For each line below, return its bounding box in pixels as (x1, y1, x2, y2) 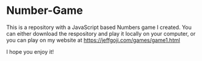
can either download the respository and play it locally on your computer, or (6, 30, 196, 37)
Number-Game (6, 4, 83, 18)
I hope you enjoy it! (6, 48, 54, 55)
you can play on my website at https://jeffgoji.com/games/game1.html (6, 36, 180, 43)
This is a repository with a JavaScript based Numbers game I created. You (6, 24, 192, 31)
